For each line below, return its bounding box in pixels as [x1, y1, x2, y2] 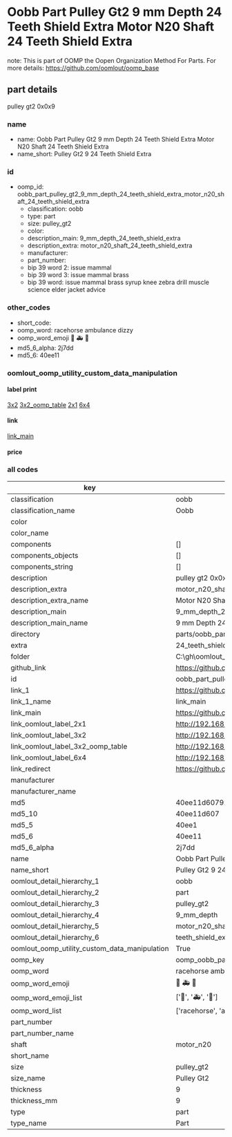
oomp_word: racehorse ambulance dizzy [17, 326, 133, 334]
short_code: [17, 319, 52, 327]
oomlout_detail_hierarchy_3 [10, 899, 99, 908]
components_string [10, 561, 74, 571]
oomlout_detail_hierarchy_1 [10, 876, 99, 885]
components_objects [10, 550, 79, 560]
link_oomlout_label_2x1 [10, 719, 87, 729]
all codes [7, 464, 39, 474]
